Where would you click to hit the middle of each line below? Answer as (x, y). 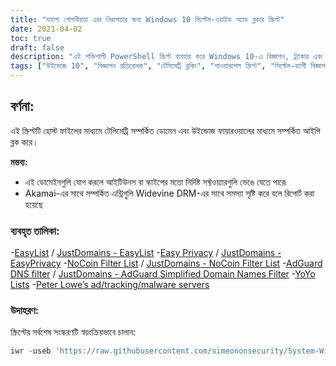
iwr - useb (31, 351)
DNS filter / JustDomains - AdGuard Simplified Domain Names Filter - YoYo (163, 274)
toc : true (31, 38)
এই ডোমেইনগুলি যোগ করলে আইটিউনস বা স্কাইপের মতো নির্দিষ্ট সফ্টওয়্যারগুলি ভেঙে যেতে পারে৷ (155, 182)
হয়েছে (33, 204)
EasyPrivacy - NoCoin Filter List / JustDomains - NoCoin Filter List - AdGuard (166, 263)
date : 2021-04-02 (46, 29)
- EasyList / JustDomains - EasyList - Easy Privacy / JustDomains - (146, 253)
